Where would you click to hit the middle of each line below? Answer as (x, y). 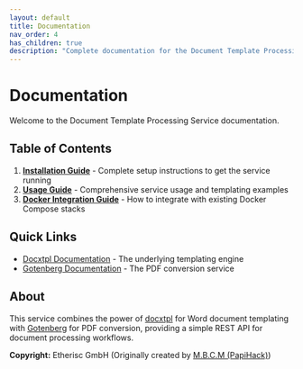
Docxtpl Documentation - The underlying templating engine (133, 258)
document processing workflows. (71, 337)
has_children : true (46, 43)
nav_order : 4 (34, 34)
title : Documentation (50, 26)
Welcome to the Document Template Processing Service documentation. (144, 121)
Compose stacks (54, 209)
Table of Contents (61, 149)
